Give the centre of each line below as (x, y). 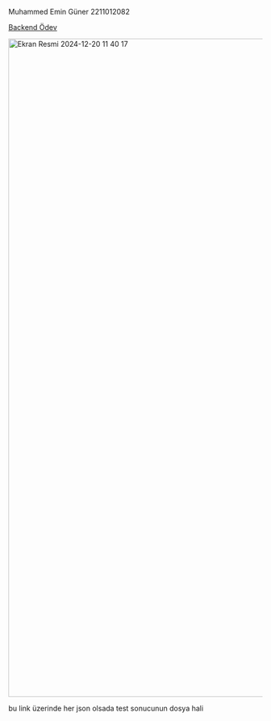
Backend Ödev (33, 27)
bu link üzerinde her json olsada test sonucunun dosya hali (106, 708)
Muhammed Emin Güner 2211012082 (69, 12)
